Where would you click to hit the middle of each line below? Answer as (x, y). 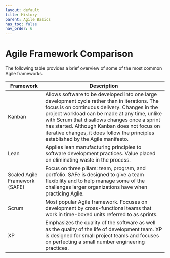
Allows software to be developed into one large (101, 94)
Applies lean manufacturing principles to (93, 147)
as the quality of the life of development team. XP (104, 229)
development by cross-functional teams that (98, 208)
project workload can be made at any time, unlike (104, 114)
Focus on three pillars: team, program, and (95, 168)
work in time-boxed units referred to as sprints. (101, 215)
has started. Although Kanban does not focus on (103, 126)
